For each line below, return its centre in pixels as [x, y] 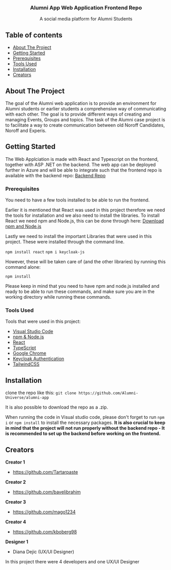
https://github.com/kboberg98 [45, 531]
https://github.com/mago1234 [44, 512]
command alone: [23, 267]
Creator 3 [16, 502]
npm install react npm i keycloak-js [45, 252]
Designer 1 [17, 542]
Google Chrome [29, 353]
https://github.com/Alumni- [108, 393]
